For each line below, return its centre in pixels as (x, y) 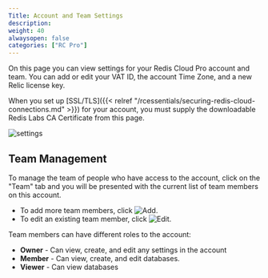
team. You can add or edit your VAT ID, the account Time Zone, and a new (130, 77)
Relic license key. (37, 86)
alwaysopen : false (39, 38)
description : (30, 23)
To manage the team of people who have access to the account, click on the (134, 178)
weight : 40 (26, 30)
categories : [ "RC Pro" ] (48, 46)
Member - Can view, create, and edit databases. (100, 258)
